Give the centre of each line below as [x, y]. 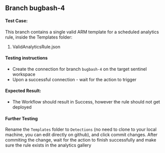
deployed [22, 107]
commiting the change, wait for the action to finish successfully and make [81, 140]
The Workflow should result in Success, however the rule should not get [86, 102]
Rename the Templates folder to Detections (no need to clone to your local [81, 129]
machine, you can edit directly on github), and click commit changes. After [82, 135]
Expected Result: [23, 91]
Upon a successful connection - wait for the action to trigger [74, 79]
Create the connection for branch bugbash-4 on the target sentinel [80, 69]
